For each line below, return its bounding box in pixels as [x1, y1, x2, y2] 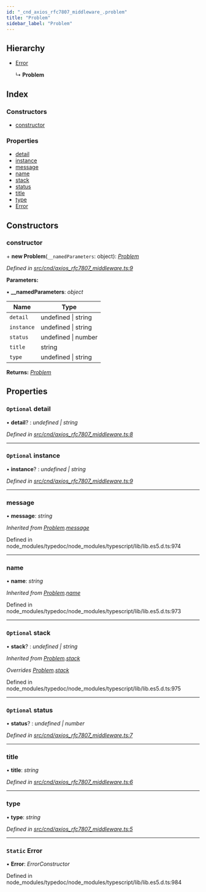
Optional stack [6, 629, 51, 637]
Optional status [6, 706, 53, 714]
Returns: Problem [6, 368, 51, 376]
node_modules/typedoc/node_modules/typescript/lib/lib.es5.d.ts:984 [6, 879, 182, 886]
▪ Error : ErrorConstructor [6, 860, 70, 867]
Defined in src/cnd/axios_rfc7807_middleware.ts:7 [6, 731, 133, 739]
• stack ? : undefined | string [6, 643, 78, 650]
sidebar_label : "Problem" [6, 20, 72, 26]
